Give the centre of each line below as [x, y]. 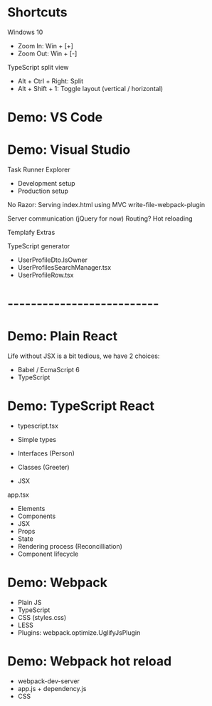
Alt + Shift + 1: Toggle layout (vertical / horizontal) [90, 88]
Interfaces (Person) [46, 453]
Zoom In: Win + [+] [45, 46]
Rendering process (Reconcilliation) [70, 547]
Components [37, 516]
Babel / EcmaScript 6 [48, 370]
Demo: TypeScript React [81, 406]
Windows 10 [25, 32]
